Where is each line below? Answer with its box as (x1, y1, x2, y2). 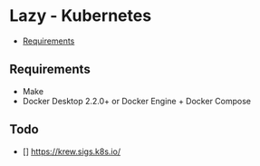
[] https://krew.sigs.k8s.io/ (22, 146, 120, 157)
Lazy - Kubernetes (9, 5, 152, 26)
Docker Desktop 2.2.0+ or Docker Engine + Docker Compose (22, 95, 252, 106)
